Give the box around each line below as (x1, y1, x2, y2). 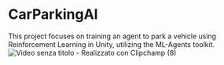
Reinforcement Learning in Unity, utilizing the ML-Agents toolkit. (8, 39, 215, 49)
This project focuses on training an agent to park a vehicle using (8, 31, 217, 41)
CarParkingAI (8, 5, 98, 23)
